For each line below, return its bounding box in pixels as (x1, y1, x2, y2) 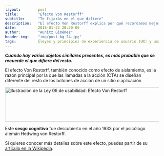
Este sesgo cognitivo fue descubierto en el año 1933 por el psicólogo (5, 125, 145, 131)
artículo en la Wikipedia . (5, 145, 54, 151)
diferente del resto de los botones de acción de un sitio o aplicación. (5, 77, 143, 83)
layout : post (5, 7, 47, 12)
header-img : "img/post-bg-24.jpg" (5, 35, 82, 40)
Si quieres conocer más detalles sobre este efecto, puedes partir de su (5, 140, 148, 146)
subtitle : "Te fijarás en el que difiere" (5, 16, 104, 21)
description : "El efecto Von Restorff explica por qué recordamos (5, 21, 147, 26)
